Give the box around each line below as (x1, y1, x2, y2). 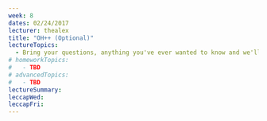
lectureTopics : (8, 41, 59, 49)
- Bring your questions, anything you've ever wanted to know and (15, 49, 240, 57)
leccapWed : (8, 93, 44, 101)
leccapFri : (8, 100, 44, 108)
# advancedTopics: (8, 71, 69, 79)
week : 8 (8, 11, 34, 20)
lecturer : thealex (8, 26, 69, 34)
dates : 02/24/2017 (8, 19, 69, 27)
